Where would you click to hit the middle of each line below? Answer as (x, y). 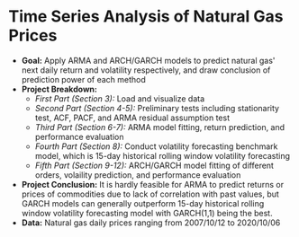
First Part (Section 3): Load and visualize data (120, 98)
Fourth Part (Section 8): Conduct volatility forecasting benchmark (156, 146)
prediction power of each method (83, 79)
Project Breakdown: (59, 89)
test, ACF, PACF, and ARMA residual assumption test (132, 118)
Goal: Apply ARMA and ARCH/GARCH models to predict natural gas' (148, 60)
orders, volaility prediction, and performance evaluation (138, 175)
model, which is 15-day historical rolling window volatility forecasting (162, 155)
